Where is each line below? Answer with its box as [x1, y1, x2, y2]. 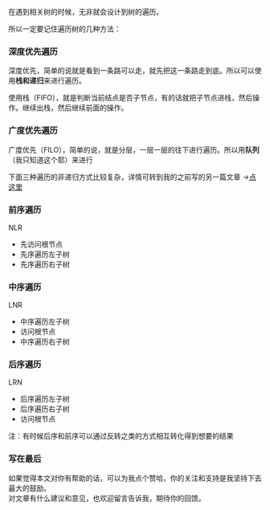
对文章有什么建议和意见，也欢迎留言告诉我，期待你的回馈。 [8, 493, 206, 503]
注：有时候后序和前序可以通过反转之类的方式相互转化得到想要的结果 [8, 431, 234, 441]
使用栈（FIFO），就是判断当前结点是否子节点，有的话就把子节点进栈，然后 [8, 93, 253, 103]
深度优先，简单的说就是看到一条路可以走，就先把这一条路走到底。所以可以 [8, 66, 255, 75]
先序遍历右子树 [19, 259, 70, 269]
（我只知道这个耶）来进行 [8, 155, 93, 165]
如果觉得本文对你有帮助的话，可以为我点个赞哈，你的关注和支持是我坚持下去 [8, 473, 262, 483]
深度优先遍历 [8, 46, 59, 57]
